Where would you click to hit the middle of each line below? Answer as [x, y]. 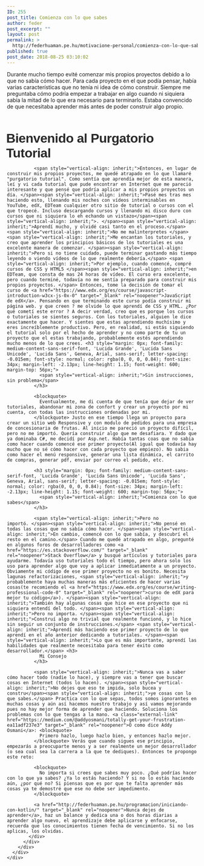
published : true [27, 52]
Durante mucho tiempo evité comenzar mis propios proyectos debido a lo [98, 74]
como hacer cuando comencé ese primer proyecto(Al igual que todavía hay [102, 444]
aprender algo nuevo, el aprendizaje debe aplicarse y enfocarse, [92, 821]
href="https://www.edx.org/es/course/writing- [137, 587]
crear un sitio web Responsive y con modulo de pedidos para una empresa [102, 423]
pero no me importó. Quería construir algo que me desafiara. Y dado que [102, 433]
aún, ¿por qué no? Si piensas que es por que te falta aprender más [95, 783]
